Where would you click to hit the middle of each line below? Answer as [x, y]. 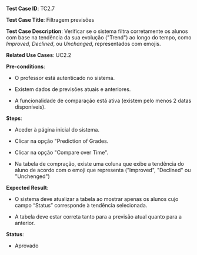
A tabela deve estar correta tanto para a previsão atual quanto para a [98, 217]
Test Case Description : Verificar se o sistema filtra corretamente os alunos [97, 31]
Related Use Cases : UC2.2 [39, 55]
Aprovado [26, 246]
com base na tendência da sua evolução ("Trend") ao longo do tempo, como [99, 37]
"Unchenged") [32, 176]
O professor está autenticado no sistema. [65, 78]
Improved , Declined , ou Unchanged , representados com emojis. [84, 44]
